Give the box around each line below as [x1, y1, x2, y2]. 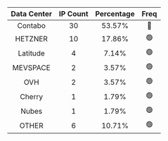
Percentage [95, 9, 135, 18]
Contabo [17, 21, 46, 30]
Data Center [11, 9, 53, 18]
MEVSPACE [12, 62, 51, 72]
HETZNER [15, 34, 48, 43]
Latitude [18, 48, 46, 58]
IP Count [58, 9, 89, 18]
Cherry [20, 91, 44, 101]
